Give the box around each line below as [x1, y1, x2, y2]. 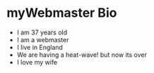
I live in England [16, 43, 63, 51]
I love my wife [16, 58, 58, 66]
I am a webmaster [16, 35, 69, 44]
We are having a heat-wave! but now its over [16, 51, 148, 59]
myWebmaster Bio [6, 5, 117, 21]
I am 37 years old [16, 28, 68, 36]
